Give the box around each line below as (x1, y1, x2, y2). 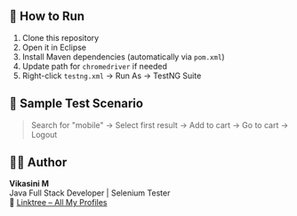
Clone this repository (21, 32, 100, 43)
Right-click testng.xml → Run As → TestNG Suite (21, 70, 202, 81)
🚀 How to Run (9, 9, 85, 24)
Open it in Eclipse (21, 42, 87, 52)
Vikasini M (9, 179, 49, 189)
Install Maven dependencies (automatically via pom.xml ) (21, 51, 225, 62)
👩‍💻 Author (9, 155, 68, 170)
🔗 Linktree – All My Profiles (9, 197, 108, 208)
